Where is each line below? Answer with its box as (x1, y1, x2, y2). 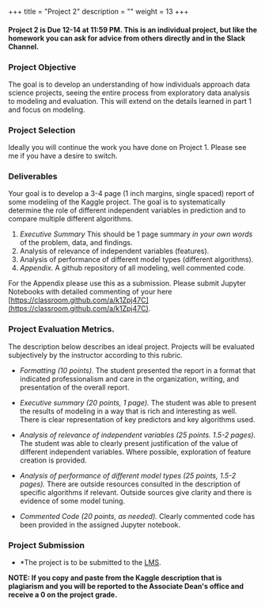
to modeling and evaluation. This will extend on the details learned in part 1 (8, 96, 252, 106)
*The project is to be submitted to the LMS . (19, 558, 161, 567)
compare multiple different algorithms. (8, 214, 133, 224)
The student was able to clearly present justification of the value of (19, 438, 239, 448)
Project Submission (8, 540, 85, 551)
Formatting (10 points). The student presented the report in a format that (19, 365, 256, 375)
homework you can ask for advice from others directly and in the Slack (8, 33, 246, 43)
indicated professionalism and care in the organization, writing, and (19, 374, 240, 383)
